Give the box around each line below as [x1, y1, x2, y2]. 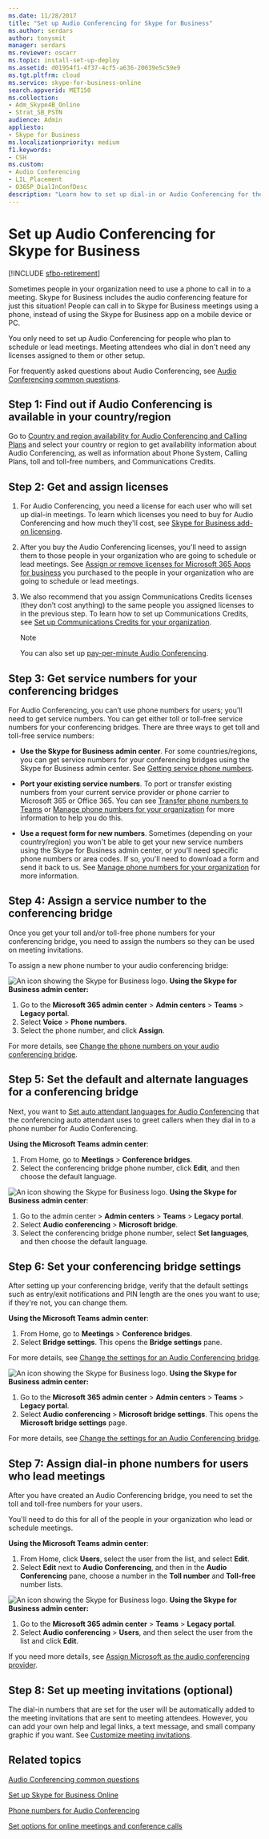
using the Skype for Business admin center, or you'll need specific [19, 845, 239, 855]
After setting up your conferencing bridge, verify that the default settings [8, 1281, 249, 1291]
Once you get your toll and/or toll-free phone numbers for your [8, 928, 216, 938]
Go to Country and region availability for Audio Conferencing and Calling [8, 432, 247, 441]
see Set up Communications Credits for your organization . [19, 617, 212, 627]
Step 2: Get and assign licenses [8, 480, 169, 493]
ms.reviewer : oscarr [8, 49, 78, 57]
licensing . [30, 527, 62, 536]
